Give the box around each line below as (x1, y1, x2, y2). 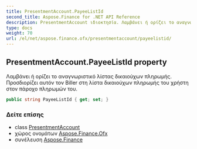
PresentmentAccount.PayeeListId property (6, 57, 167, 67)
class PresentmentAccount (14, 123, 80, 130)
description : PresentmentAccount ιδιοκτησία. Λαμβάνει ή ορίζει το (6, 19, 175, 25)
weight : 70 (6, 30, 33, 36)
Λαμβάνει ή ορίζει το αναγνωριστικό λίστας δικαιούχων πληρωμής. (6, 72, 172, 79)
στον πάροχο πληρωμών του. (6, 85, 78, 92)
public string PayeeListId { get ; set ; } (6, 96, 109, 102)
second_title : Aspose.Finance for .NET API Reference (6, 14, 141, 20)
